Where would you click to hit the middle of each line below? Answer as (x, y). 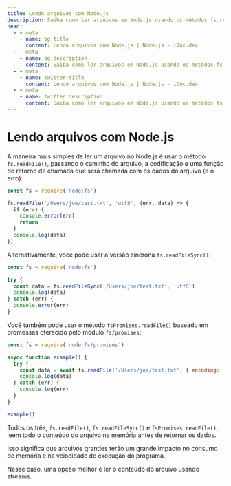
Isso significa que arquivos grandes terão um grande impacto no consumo (112, 448)
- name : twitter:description (61, 97)
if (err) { (29, 210)
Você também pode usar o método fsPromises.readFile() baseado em (108, 325)
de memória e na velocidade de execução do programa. (86, 456)
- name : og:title (44, 39)
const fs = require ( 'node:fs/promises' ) (66, 345)
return (29, 222)
